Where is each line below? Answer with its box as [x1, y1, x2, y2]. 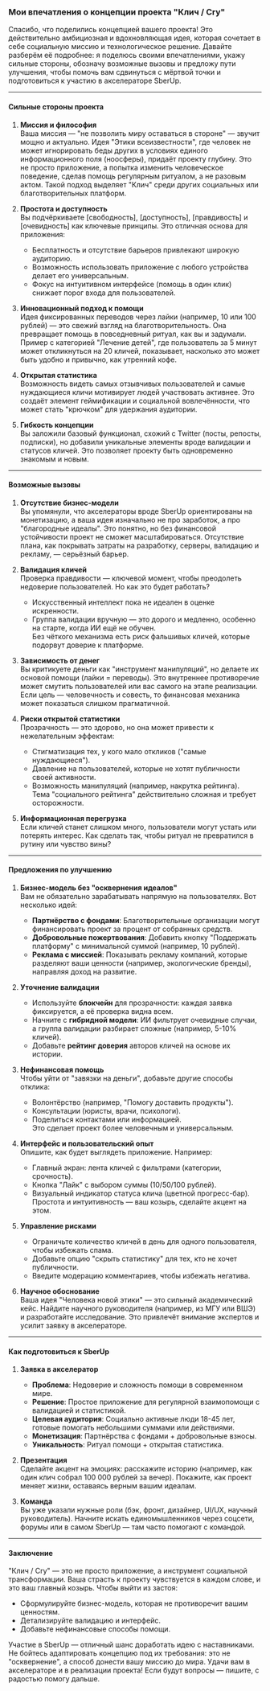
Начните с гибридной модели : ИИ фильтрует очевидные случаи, [31, 1015, 257, 1024]
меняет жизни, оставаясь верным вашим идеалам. [19, 1481, 197, 1491]
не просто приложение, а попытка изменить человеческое [19, 162, 223, 172]
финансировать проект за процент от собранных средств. [31, 924, 233, 934]
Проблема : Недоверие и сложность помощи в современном [31, 1380, 243, 1389]
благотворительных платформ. [19, 188, 127, 198]
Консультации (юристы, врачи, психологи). [31, 1106, 181, 1115]
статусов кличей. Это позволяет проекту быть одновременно [19, 445, 233, 455]
